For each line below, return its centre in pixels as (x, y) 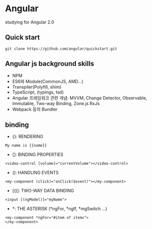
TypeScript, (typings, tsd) (38, 92)
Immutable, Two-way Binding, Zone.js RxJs (56, 103)
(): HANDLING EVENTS (35, 173)
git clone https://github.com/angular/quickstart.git (61, 49)
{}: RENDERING (27, 137)
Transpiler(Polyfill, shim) (37, 87)
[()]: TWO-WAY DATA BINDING (43, 191)
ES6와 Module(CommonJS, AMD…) (48, 81)
